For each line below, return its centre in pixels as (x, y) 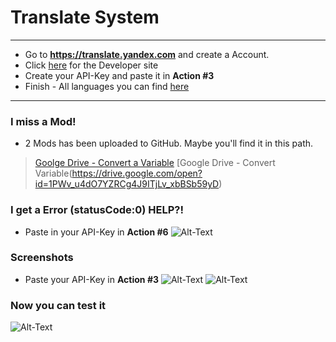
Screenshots (42, 258)
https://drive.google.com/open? (137, 173)
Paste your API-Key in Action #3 (91, 279)
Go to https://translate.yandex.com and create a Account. (147, 54)
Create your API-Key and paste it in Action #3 (119, 75)
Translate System (85, 17)
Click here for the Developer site (91, 65)
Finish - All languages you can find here (107, 86)
